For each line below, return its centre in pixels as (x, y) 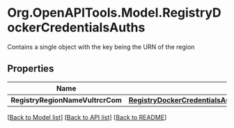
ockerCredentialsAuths (76, 27)
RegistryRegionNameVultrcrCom (66, 100)
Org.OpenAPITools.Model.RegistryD (114, 13)
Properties (31, 69)
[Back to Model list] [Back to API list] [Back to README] (87, 117)
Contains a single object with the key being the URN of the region (101, 47)
